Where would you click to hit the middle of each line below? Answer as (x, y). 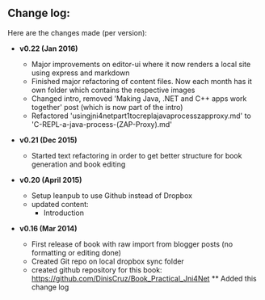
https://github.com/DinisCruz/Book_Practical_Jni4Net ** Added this (144, 278)
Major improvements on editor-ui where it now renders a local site (141, 64)
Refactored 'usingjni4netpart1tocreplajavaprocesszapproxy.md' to (141, 116)
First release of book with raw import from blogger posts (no (132, 244)
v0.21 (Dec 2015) (48, 140)
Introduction (63, 213)
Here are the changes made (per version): (77, 32)
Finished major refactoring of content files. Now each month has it (141, 81)
